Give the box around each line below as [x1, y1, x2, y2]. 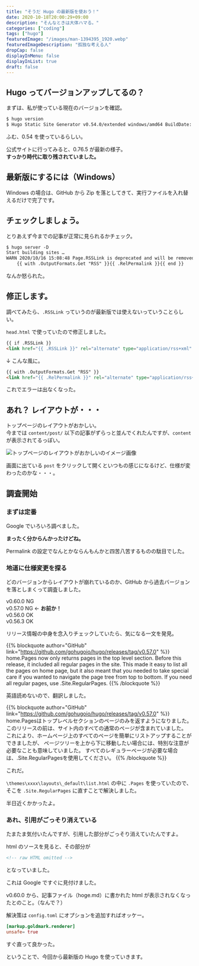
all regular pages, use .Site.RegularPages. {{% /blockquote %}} [6, 680, 161, 687]
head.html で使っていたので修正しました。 [6, 328, 110, 335]
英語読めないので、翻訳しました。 [6, 692, 89, 699]
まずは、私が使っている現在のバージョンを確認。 [6, 104, 126, 112]
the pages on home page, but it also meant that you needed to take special [6, 667, 189, 674]
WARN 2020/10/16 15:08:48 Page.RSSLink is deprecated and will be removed [6, 255, 195, 261]
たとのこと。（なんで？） [6, 899, 66, 906]
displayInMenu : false [6, 53, 60, 59]
